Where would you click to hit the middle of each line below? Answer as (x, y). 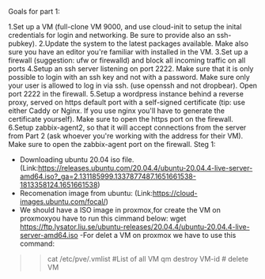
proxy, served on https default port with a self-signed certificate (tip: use (127, 102)
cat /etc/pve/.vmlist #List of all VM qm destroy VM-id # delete (148, 259)
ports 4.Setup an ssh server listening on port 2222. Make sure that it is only (131, 69)
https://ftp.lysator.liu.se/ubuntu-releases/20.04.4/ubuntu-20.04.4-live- (135, 227)
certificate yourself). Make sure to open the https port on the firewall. (121, 119)
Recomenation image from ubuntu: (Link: (86, 193)
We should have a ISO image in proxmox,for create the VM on (120, 210)
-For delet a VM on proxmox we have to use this (158, 235)
